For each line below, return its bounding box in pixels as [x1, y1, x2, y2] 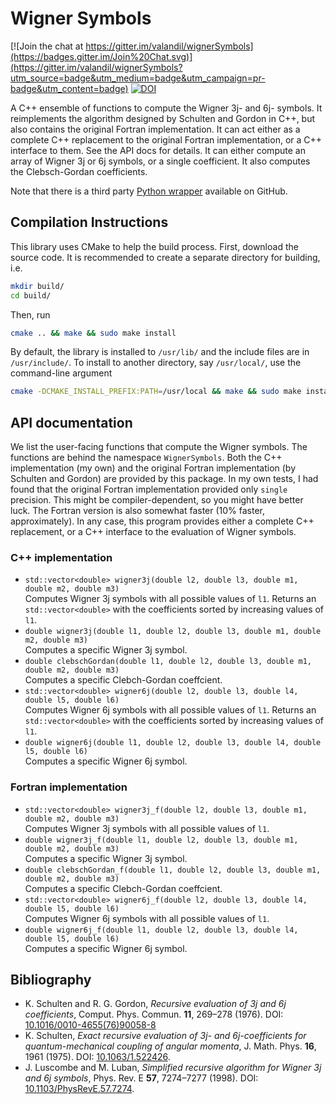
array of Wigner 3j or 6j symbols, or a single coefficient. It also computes [10, 155, 311, 167]
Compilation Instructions [10, 214, 169, 231]
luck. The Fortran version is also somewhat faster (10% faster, [10, 505, 266, 517]
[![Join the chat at [10, 40, 84, 52]
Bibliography [10, 972, 92, 989]
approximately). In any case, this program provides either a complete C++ [10, 515, 315, 527]
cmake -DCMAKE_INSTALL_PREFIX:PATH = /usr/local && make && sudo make [10, 387, 302, 397]
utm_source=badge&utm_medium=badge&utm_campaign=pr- [10, 72, 266, 84]
